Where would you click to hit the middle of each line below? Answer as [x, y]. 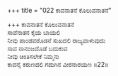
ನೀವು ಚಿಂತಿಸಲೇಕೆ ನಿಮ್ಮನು [34, 56]
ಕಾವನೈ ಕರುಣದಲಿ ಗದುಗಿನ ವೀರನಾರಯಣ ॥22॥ [58, 64]
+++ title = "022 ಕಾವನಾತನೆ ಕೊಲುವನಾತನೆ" [59, 10]
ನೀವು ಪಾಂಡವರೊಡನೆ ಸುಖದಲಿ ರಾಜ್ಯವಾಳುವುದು [57, 40]
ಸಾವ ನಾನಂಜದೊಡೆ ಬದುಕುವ [38, 48]
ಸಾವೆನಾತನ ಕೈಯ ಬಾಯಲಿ [34, 32]
